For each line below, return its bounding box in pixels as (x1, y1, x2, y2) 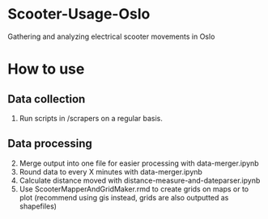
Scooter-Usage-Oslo (7, 5, 151, 23)
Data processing (7, 137, 92, 150)
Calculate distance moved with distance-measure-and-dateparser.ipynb (19, 175, 261, 185)
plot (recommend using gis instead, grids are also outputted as (19, 192, 229, 202)
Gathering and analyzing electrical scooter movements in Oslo (7, 32, 215, 41)
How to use (7, 60, 85, 78)
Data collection (7, 92, 86, 106)
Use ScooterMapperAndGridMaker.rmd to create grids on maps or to (19, 183, 249, 194)
